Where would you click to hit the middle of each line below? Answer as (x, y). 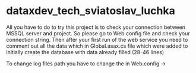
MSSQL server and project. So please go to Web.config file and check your (98, 33)
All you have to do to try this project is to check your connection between (96, 27)
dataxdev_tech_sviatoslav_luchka (91, 11)
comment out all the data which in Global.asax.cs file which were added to (97, 46)
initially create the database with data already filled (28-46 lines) (85, 52)
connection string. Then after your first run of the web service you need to (97, 39)
